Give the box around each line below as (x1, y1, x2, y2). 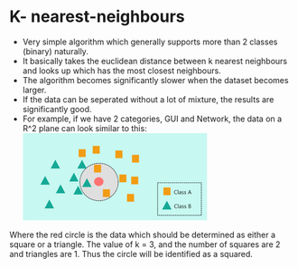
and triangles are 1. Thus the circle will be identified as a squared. (9, 248, 253, 259)
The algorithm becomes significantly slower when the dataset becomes (22, 74, 289, 85)
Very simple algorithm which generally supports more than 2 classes (22, 36, 278, 47)
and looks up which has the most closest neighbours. (22, 65, 221, 76)
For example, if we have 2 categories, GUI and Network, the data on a (22, 113, 283, 124)
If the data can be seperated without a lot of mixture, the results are (22, 93, 275, 105)
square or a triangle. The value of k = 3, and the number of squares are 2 (9, 238, 281, 250)
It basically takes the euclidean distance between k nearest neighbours (22, 55, 288, 66)
